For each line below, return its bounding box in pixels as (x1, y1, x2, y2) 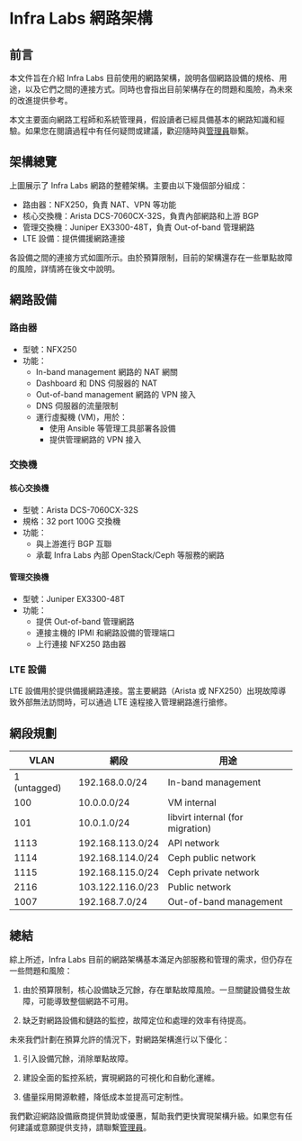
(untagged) (13, 781, 62, 794)
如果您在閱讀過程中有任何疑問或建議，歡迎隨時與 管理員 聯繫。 (24, 125, 253, 136)
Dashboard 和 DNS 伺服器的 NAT (35, 378, 158, 388)
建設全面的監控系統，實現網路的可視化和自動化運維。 (22, 1072, 220, 1082)
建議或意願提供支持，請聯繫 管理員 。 (16, 1121, 151, 1132)
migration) (167, 822, 212, 835)
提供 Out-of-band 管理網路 (35, 616, 135, 626)
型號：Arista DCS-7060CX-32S (22, 504, 139, 515)
